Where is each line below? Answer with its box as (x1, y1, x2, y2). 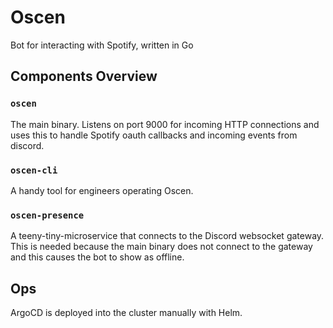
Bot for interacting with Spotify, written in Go (10, 39, 194, 51)
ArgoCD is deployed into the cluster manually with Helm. (10, 307, 243, 319)
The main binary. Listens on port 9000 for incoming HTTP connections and (10, 118, 320, 130)
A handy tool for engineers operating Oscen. (10, 184, 194, 196)
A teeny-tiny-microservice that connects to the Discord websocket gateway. (10, 230, 325, 242)
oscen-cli (10, 164, 58, 176)
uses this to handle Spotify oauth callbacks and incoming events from (10, 129, 298, 141)
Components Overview (10, 68, 158, 85)
